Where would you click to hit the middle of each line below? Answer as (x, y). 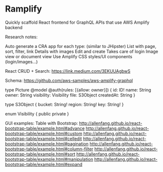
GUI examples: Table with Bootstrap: (42, 123)
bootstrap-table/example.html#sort (40, 154)
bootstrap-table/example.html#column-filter (49, 149)
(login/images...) (21, 62)
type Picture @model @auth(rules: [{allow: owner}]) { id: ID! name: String (78, 90)
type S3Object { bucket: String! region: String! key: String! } (64, 104)
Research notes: (21, 37)
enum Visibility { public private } (37, 114)
